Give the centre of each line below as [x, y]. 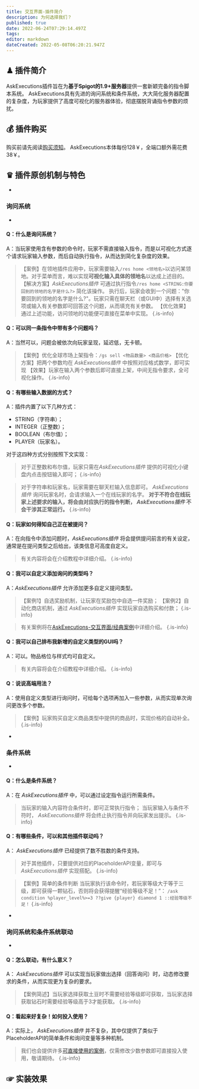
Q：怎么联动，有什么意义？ [40, 960]
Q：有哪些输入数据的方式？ [40, 392]
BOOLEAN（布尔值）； [42, 434]
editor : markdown [28, 39]
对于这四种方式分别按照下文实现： [48, 454]
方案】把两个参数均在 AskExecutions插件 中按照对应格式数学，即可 [103, 363]
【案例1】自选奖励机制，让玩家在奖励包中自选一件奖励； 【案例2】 [102, 600]
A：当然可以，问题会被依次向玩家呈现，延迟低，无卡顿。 [76, 343]
